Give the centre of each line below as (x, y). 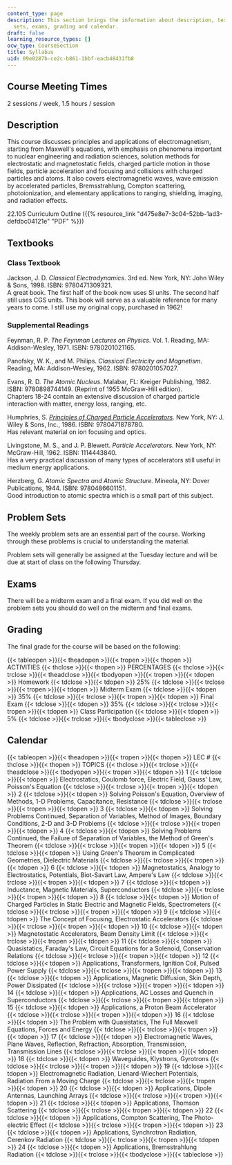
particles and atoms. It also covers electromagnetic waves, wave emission (113, 179)
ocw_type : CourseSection (43, 46)
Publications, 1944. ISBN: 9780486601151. (67, 488)
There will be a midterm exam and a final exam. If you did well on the (105, 600)
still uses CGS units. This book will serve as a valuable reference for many (112, 300)
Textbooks (30, 243)
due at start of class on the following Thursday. (74, 562)
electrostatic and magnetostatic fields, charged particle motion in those (109, 164)
